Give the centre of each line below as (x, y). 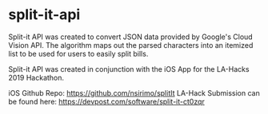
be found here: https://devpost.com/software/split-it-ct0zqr (107, 101)
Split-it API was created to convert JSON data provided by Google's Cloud (131, 37)
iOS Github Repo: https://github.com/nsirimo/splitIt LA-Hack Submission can (134, 92)
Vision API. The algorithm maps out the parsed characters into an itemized (131, 45)
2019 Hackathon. (36, 77)
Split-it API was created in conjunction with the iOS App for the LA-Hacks (129, 69)
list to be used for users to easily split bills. (78, 53)
